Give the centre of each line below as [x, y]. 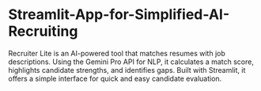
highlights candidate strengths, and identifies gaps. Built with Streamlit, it [127, 70]
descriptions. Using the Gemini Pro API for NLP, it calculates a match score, [131, 62]
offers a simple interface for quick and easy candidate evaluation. [115, 78]
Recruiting [43, 31]
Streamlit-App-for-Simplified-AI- [119, 15]
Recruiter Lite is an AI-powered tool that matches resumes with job [117, 53]
